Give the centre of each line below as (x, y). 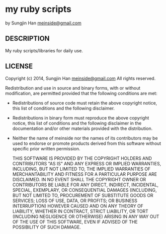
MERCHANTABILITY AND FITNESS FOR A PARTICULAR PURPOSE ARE (85, 174)
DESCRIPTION (27, 39)
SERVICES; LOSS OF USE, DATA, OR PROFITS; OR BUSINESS (75, 201)
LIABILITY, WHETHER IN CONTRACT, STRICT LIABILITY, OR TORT (80, 211)
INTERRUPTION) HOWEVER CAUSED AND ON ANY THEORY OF (78, 206)
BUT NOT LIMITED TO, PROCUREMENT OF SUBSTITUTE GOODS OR (83, 195)
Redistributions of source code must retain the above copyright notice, (85, 103)
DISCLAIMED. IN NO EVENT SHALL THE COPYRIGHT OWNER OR (79, 179)
